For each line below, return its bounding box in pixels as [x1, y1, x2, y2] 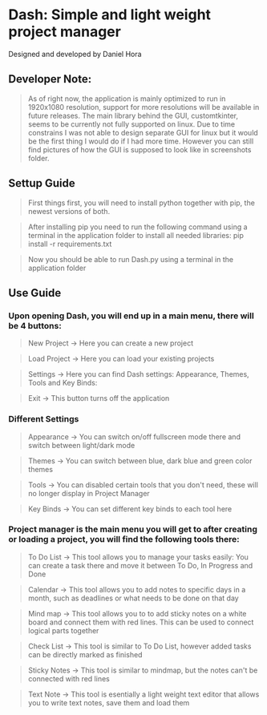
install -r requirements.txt [27, 239, 112, 248]
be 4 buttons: [8, 320, 62, 331]
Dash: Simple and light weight [8, 6, 211, 24]
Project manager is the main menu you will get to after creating [8, 523, 258, 535]
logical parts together [27, 625, 99, 635]
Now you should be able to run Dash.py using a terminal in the [27, 254, 234, 264]
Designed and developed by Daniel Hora [8, 49, 142, 59]
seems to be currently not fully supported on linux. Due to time [27, 119, 235, 129]
